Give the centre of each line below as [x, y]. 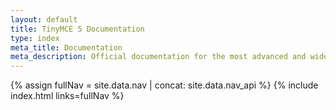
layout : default [44, 19]
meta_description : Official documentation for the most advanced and [158, 57]
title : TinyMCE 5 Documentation [77, 29]
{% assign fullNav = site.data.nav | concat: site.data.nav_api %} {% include [164, 85]
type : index [35, 38]
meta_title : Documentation [66, 47]
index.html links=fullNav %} [67, 96]
